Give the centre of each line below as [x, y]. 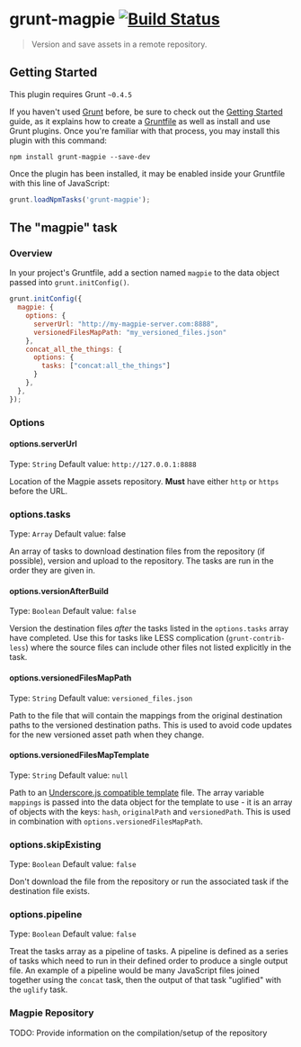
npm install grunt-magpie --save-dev [80, 157]
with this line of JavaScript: [60, 183]
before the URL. [39, 491]
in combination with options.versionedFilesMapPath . [106, 821]
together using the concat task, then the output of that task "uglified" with [145, 980]
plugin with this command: [58, 140]
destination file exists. [50, 891]
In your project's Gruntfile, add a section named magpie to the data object [145, 273]
